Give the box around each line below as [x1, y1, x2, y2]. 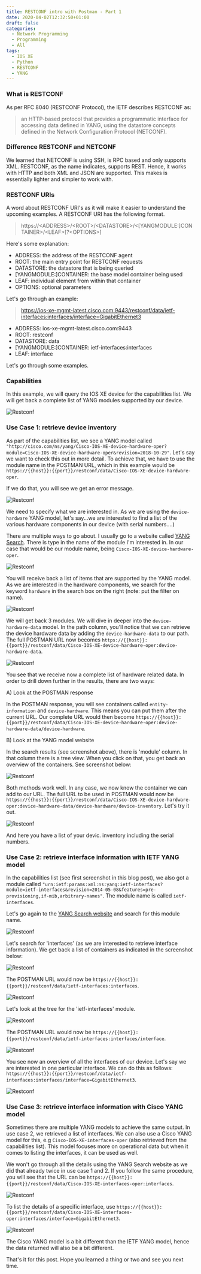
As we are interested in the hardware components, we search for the [6, 581, 175, 588]
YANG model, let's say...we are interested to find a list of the [29, 514, 178, 522]
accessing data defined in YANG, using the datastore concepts [20, 121, 176, 129]
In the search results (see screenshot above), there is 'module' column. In [6, 748, 188, 755]
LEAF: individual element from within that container [14, 277, 141, 285]
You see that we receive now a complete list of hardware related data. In [6, 671, 184, 678]
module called [6, 881, 41, 888]
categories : [6, 25, 36, 32]
